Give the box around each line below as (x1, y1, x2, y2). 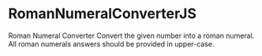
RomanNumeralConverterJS (8, 5, 197, 23)
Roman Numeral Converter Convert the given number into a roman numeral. (8, 31, 255, 40)
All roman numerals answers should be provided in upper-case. (8, 39, 215, 48)
